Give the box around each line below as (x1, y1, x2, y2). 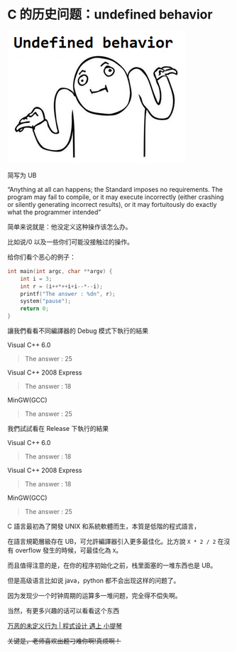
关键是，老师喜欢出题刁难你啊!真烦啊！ (7, 637, 122, 646)
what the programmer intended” (7, 208, 101, 216)
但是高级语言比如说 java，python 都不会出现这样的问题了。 (7, 577, 180, 585)
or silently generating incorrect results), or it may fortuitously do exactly (7, 200, 217, 208)
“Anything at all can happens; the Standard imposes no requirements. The (7, 185, 224, 193)
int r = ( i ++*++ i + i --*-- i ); (20, 282, 103, 290)
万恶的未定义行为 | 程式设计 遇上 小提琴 (7, 621, 123, 630)
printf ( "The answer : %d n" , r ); (20, 290, 116, 297)
